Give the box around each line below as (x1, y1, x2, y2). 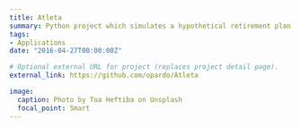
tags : (9, 30, 30, 38)
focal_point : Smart (17, 104, 91, 113)
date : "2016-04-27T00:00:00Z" (9, 47, 123, 55)
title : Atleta (9, 13, 63, 22)
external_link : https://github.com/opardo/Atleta (9, 71, 199, 80)
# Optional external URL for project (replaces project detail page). (9, 63, 279, 72)
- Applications (9, 38, 66, 47)
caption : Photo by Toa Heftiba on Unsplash (17, 95, 182, 104)
